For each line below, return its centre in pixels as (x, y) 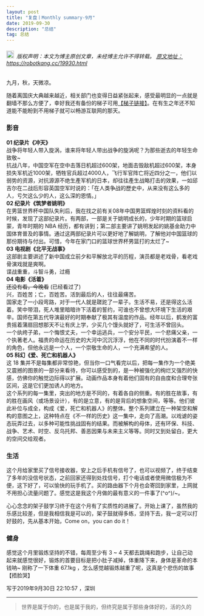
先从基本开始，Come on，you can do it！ (79, 521)
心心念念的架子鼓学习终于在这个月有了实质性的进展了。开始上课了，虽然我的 (102, 505)
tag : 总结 (18, 35)
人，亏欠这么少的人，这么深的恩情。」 (53, 196)
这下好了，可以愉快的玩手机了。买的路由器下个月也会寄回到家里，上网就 (107, 485)
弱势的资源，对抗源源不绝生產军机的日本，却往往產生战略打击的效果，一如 (99, 180)
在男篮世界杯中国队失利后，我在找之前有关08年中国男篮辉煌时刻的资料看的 (100, 211)
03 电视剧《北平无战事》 (37, 248)
